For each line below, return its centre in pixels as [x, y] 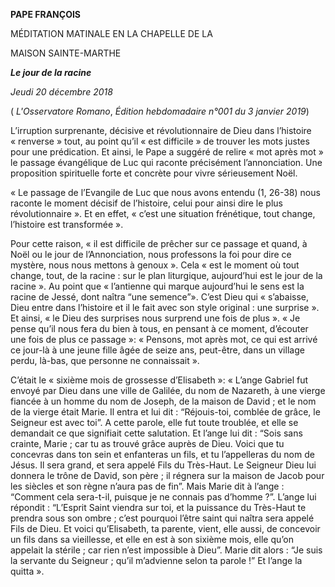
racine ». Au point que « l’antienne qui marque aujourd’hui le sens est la [157, 286]
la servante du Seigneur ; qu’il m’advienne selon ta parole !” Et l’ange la [156, 560]
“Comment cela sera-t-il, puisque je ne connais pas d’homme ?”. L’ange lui [163, 497]
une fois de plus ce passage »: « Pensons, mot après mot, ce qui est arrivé [164, 339]
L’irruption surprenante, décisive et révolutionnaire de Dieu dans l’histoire [161, 130]
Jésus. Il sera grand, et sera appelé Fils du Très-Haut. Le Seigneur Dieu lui [163, 465]
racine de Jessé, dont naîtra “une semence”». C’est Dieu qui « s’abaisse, [159, 297]
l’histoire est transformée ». [67, 224]
